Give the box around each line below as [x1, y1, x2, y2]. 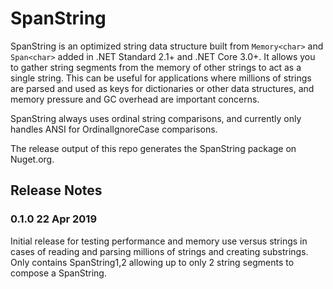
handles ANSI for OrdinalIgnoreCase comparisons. [10, 123, 218, 135]
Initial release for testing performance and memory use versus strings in [10, 235, 308, 247]
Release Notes [10, 182, 103, 199]
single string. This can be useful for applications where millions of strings [10, 72, 312, 84]
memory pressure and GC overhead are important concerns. [10, 93, 260, 105]
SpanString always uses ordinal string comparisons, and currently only [10, 112, 302, 124]
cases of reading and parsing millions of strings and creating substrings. [10, 245, 309, 257]
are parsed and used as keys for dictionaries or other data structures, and [10, 82, 315, 94]
